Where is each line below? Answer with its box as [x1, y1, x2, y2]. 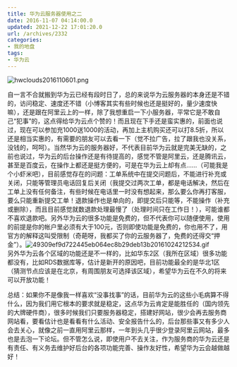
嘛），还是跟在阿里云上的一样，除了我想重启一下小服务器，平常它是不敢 [7, 107, 214, 116]
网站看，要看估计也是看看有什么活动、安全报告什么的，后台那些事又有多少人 [7, 317, 230, 325]
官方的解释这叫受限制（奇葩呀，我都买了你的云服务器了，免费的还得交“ [7, 231, 214, 240]
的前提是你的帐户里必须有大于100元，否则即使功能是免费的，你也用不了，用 [7, 222, 228, 231]
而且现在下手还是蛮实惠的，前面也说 [117, 116, 224, 125]
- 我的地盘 [7, 43, 35, 50]
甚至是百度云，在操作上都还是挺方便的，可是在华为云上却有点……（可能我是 [7, 160, 229, 169]
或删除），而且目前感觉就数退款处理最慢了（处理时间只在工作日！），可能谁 [7, 205, 224, 213]
